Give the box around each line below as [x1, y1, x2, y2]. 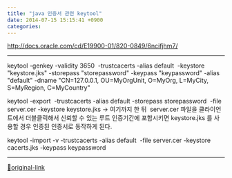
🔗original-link [7, 164, 46, 172]
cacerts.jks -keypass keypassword [7, 144, 106, 152]
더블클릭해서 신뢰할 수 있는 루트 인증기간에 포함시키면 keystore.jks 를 [25, 114, 213, 122]
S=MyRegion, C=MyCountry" [7, 83, 91, 92]
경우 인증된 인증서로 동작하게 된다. [19, 122, 113, 131]
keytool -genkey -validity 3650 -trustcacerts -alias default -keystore [7, 61, 205, 70]
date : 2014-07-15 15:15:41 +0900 [7, 17, 104, 23]
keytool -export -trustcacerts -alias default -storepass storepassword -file [7, 97, 222, 106]
